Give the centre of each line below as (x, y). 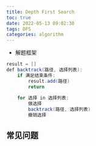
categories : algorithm (35, 35)
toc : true (19, 18)
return (36, 87)
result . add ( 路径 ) (49, 81)
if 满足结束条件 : (36, 75)
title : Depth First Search (40, 12)
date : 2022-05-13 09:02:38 (40, 23)
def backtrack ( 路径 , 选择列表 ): (45, 70)
